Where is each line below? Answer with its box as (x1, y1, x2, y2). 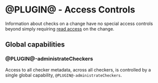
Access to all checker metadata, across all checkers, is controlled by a (5, 66, 151, 72)
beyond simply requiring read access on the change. (5, 25, 115, 31)
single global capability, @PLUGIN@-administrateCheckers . (5, 72, 122, 78)
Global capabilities (5, 40, 65, 49)
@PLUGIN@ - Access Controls (5, 4, 135, 15)
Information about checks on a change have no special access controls (5, 20, 153, 26)
